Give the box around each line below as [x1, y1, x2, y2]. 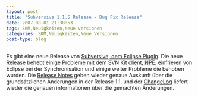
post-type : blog [6, 36, 46, 42]
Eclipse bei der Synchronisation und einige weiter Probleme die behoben [6, 65, 184, 72]
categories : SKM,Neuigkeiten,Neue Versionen [6, 31, 118, 37]
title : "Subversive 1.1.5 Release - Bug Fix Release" [6, 14, 143, 20]
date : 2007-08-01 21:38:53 [6, 20, 73, 26]
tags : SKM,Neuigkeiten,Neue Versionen [6, 25, 102, 32]
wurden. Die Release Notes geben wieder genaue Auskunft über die [6, 72, 173, 79]
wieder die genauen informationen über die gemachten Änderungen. [6, 85, 174, 91]
